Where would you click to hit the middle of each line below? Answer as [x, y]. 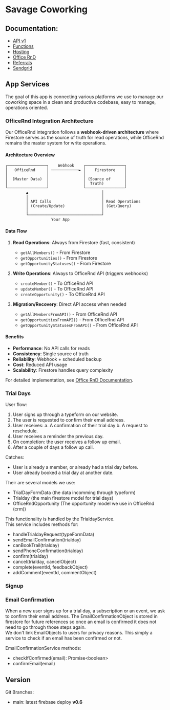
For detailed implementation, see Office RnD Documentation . [69, 380]
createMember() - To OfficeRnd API [57, 283]
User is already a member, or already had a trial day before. [75, 467]
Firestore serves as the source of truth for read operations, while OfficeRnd [85, 138]
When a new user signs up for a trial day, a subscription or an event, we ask [85, 611]
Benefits [15, 337]
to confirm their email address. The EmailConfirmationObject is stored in [81, 616]
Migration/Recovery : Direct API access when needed [69, 304]
